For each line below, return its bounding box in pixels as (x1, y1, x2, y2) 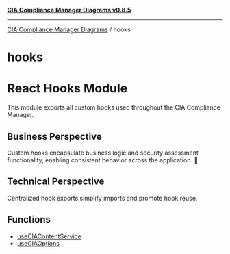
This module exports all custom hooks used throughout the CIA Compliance (7, 103, 221, 112)
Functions (7, 214, 51, 225)
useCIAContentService (16, 232, 82, 240)
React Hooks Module (7, 81, 128, 97)
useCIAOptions (16, 239, 60, 247)
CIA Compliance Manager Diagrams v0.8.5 (7, 6, 131, 14)
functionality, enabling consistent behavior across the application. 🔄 (7, 155, 199, 164)
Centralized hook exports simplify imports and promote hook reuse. (7, 194, 198, 202)
